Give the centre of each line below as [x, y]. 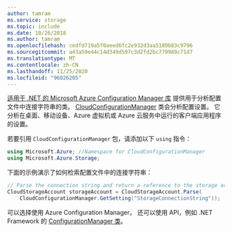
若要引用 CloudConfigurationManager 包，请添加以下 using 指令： [99, 139]
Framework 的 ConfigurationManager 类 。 [67, 221]
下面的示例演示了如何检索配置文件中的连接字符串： [80, 173]
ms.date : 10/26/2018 [37, 33]
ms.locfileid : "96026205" [44, 78]
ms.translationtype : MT [41, 59]
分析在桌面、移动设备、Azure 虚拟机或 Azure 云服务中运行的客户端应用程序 [114, 115]
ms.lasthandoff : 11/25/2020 [48, 71]
